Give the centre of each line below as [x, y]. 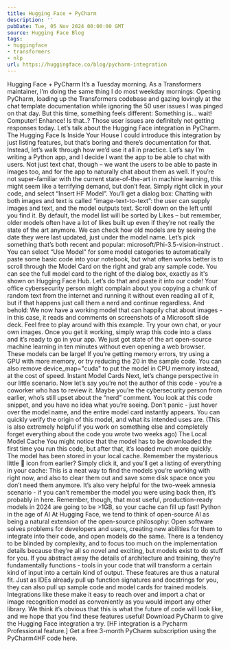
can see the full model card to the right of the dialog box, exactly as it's [107, 273]
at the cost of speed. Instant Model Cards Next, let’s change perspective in [113, 375]
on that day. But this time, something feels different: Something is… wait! [110, 113]
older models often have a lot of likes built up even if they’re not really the [111, 222]
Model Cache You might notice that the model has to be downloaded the [110, 441]
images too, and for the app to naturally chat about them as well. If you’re [111, 172]
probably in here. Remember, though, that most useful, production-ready [110, 499]
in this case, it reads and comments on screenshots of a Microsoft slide [108, 317]
